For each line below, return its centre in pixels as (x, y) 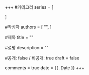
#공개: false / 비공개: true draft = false (42, 58)
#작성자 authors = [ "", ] (28, 27)
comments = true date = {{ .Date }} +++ (45, 68)
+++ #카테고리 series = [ (29, 7)
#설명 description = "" (27, 47)
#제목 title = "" (19, 37)
